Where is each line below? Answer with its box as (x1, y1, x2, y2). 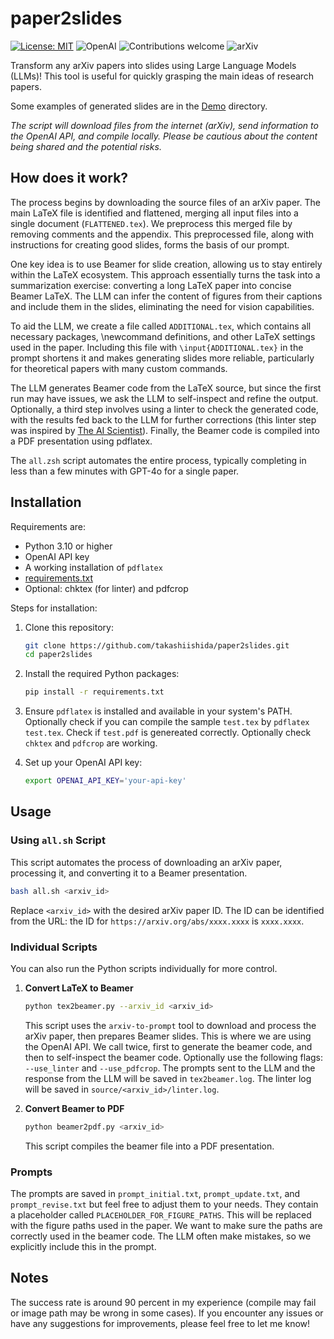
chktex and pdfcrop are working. (24, 737, 158, 749)
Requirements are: (10, 520, 86, 532)
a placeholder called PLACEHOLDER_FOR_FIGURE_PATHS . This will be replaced (10, 1208, 312, 1221)
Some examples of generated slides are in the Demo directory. (10, 100, 268, 112)
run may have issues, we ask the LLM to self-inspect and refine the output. (10, 392, 319, 404)
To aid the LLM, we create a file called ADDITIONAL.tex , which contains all (10, 320, 312, 332)
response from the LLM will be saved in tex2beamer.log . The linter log (24, 1072, 312, 1084)
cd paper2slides (24, 650, 93, 660)
